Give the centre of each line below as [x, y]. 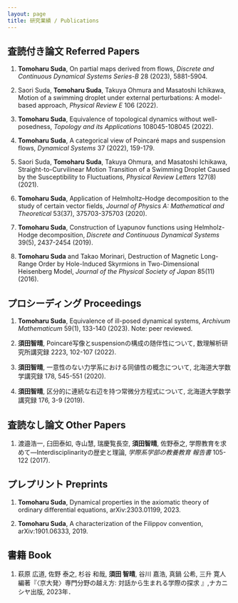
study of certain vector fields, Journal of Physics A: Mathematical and [121, 206]
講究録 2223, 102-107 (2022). [73, 352]
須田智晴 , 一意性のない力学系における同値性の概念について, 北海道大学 [121, 367]
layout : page [27, 14]
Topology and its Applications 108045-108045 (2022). [134, 127]
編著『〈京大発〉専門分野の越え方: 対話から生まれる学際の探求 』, [113, 582]
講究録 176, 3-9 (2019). [51, 401]
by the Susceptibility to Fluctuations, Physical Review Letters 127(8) [117, 177]
